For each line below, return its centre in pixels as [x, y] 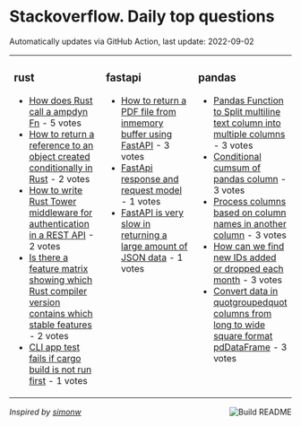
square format [243, 335]
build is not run [60, 369]
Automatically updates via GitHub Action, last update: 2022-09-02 [132, 41]
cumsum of [237, 168]
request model [151, 190]
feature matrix [59, 268]
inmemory [142, 123]
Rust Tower [53, 201]
